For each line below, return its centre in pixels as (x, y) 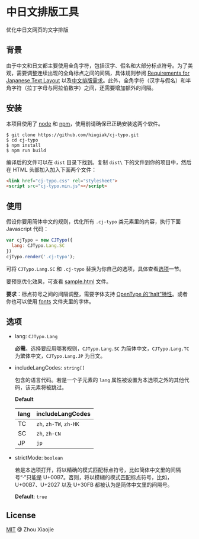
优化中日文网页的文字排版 (37, 30)
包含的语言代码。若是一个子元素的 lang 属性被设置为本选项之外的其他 (99, 380)
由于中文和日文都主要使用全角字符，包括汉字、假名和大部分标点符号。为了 (97, 65)
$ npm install (24, 145)
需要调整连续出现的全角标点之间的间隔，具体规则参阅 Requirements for (103, 73)
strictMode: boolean (39, 458)
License (21, 515)
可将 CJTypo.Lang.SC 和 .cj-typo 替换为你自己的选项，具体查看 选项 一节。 (95, 269)
